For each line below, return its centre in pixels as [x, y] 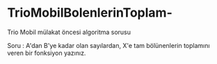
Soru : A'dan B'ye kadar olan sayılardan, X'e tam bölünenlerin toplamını [108, 45]
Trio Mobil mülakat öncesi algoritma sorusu [69, 32]
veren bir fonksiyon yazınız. [47, 53]
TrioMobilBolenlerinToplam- [90, 13]
